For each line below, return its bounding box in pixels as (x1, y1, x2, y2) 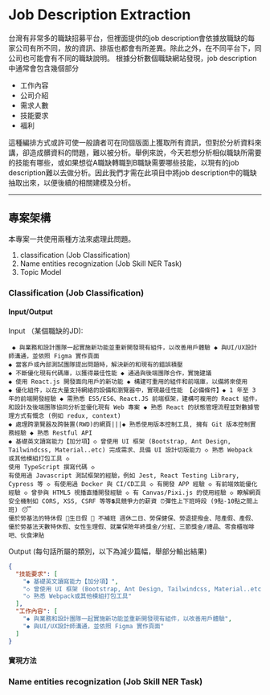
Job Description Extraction (8, 6, 191, 24)
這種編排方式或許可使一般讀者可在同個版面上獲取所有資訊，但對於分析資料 (8, 137, 255, 147)
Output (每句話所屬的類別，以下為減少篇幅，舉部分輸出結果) (8, 546, 207, 556)
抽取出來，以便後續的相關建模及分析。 (8, 178, 135, 187)
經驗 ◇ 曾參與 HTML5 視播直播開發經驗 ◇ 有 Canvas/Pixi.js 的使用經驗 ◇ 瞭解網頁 (8, 489, 261, 497)
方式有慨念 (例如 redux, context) (14, 411, 121, 419)
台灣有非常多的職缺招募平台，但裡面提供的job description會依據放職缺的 (8, 33, 248, 43)
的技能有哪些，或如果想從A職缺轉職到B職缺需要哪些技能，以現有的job (8, 157, 239, 167)
